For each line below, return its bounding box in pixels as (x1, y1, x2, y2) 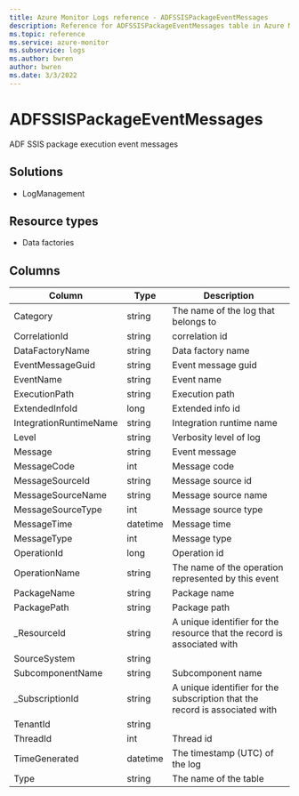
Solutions (9, 165, 64, 180)
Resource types (9, 213, 99, 229)
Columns (9, 263, 61, 278)
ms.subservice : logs (9, 46, 86, 55)
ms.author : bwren (9, 54, 74, 63)
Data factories (21, 237, 75, 248)
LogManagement (21, 188, 85, 198)
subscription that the (172, 693, 259, 705)
